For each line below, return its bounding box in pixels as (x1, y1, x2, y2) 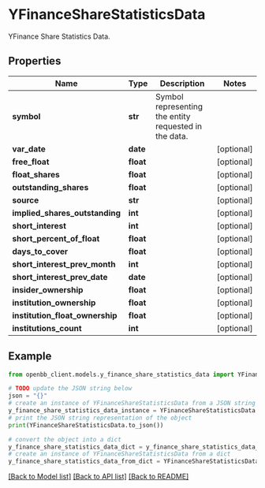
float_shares (12, 169, 61, 180)
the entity (155, 110, 191, 121)
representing (155, 101, 203, 112)
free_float (12, 156, 50, 167)
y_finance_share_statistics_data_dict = (8, 443, 144, 451)
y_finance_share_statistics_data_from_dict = (8, 457, 160, 466)
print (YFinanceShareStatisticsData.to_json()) (8, 421, 164, 429)
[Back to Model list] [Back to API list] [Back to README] (8, 471, 189, 482)
